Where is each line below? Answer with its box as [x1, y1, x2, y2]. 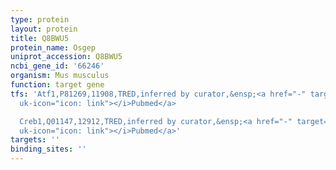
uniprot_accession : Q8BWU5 [10, 52, 123, 62]
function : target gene [10, 80, 105, 90]
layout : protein [10, 24, 78, 34]
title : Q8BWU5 [10, 33, 70, 43]
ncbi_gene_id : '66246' [10, 61, 105, 71]
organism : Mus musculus [10, 71, 110, 81]
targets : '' [10, 135, 60, 145]
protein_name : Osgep [10, 42, 97, 53]
